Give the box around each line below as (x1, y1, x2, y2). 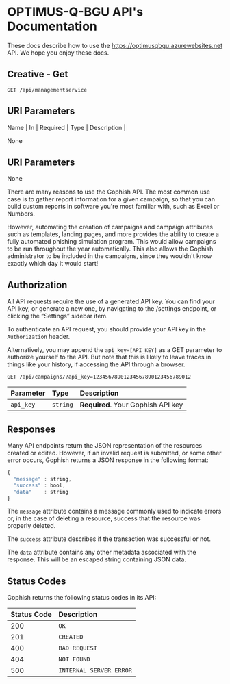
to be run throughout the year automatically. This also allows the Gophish (7, 244, 214, 253)
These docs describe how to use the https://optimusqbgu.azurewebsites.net (7, 41, 223, 49)
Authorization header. (7, 333, 71, 341)
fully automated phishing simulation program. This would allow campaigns (7, 238, 216, 246)
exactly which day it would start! (7, 259, 99, 268)
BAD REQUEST (58, 644, 98, 653)
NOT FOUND (58, 655, 90, 663)
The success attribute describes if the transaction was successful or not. (7, 535, 211, 543)
